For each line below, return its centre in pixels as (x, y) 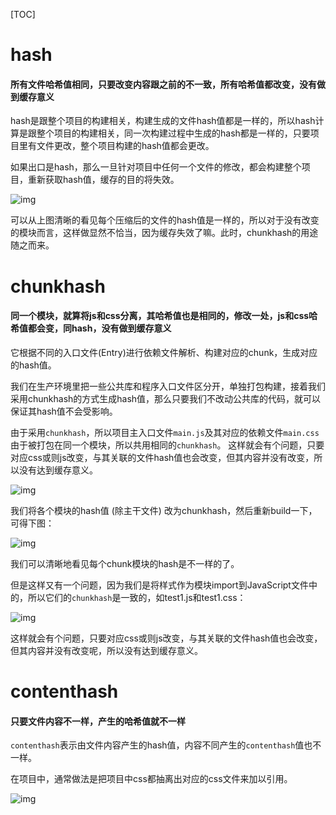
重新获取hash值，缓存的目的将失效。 (103, 180)
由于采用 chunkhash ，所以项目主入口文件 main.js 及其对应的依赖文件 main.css (165, 432)
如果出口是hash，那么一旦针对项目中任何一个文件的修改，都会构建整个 (156, 167)
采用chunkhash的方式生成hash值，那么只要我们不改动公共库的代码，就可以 (166, 398)
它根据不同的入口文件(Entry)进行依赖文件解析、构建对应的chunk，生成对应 (164, 352)
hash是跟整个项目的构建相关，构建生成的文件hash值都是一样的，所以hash (163, 121)
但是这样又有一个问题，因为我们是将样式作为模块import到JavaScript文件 (159, 585)
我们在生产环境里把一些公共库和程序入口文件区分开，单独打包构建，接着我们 (168, 386)
